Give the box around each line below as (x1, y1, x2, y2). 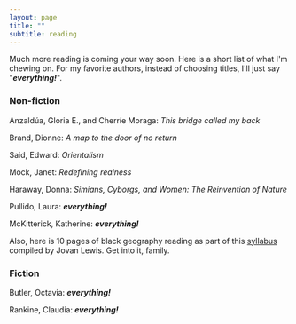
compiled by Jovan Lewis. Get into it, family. (9, 245, 170, 256)
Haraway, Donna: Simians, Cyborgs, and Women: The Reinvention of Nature (9, 184, 288, 194)
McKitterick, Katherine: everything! (9, 218, 139, 229)
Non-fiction (9, 95, 60, 107)
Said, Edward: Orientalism (9, 149, 105, 160)
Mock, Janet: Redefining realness (9, 166, 132, 178)
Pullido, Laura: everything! (9, 201, 108, 211)
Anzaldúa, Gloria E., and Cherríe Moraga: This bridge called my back (9, 115, 261, 125)
